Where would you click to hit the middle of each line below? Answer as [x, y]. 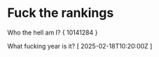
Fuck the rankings [61, 13]
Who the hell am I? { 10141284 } [53, 32]
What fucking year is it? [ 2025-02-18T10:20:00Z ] [80, 46]
